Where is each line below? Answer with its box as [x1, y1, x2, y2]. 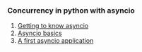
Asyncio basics [17, 29, 62, 37]
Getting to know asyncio [17, 22, 89, 30]
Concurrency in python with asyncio [7, 6, 136, 15]
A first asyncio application [17, 37, 94, 45]
